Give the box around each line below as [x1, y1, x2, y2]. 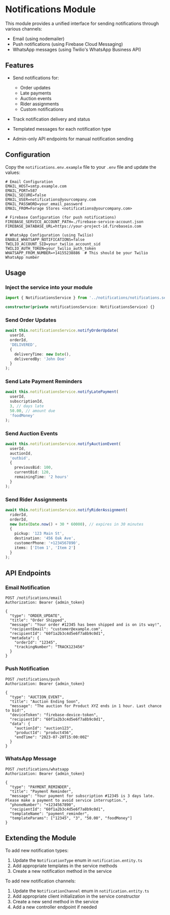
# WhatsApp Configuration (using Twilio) [5, 232, 94, 237]
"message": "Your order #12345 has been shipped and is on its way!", [10, 622, 162, 627]
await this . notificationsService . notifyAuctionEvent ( [5, 441, 121, 446]
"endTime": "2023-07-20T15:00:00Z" [14, 735, 90, 740]
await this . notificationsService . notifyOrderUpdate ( [5, 328, 119, 333]
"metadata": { [10, 635, 39, 641]
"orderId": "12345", [14, 640, 58, 645]
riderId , [10, 512, 28, 517]
